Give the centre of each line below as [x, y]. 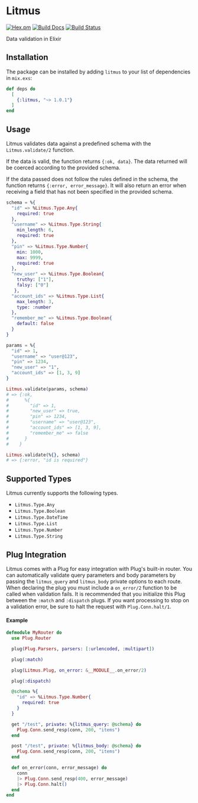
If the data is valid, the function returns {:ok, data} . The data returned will [97, 161]
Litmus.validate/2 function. [40, 150]
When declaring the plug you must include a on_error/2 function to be [92, 587]
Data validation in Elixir [34, 38]
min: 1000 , [30, 252]
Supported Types [39, 479]
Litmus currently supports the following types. [62, 493]
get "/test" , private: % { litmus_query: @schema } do [77, 724]
